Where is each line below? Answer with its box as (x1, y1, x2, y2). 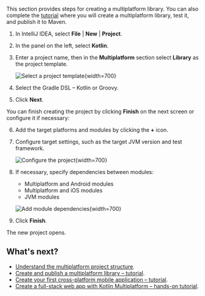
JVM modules (24, 193, 60, 200)
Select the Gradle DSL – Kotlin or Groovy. (15, 84, 119, 91)
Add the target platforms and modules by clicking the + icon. (15, 126, 168, 134)
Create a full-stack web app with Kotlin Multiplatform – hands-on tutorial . (15, 282, 199, 290)
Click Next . (15, 96, 44, 103)
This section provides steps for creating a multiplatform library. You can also (6, 6, 199, 12)
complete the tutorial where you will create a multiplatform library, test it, (6, 12, 190, 19)
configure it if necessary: (6, 115, 70, 121)
